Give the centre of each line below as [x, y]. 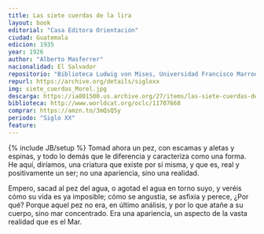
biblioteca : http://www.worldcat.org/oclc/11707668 [94, 103]
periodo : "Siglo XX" [42, 118]
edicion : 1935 [31, 45]
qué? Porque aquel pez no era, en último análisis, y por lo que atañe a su [126, 205]
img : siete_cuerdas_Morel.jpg [58, 89]
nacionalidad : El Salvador [52, 67]
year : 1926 [26, 52]
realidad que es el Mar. [45, 221]
